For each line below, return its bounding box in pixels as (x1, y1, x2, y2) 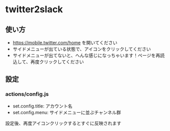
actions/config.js (5, 91, 49, 98)
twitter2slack (5, 4, 63, 15)
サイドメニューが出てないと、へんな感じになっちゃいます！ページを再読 (12, 53, 165, 58)
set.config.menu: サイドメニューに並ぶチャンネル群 (12, 109, 122, 115)
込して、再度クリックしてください (12, 59, 84, 65)
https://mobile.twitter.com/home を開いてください (12, 40, 117, 45)
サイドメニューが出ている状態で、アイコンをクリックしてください (12, 46, 151, 52)
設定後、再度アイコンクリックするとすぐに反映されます (5, 120, 122, 126)
